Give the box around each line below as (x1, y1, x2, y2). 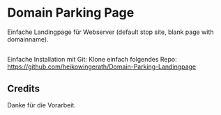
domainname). (7, 35, 49, 43)
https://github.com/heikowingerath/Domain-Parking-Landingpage (7, 62, 197, 71)
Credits (7, 82, 40, 94)
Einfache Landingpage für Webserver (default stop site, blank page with (7, 28, 214, 36)
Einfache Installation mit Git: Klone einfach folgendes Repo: (7, 55, 178, 64)
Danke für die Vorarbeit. (7, 101, 77, 109)
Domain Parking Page (7, 5, 135, 21)
